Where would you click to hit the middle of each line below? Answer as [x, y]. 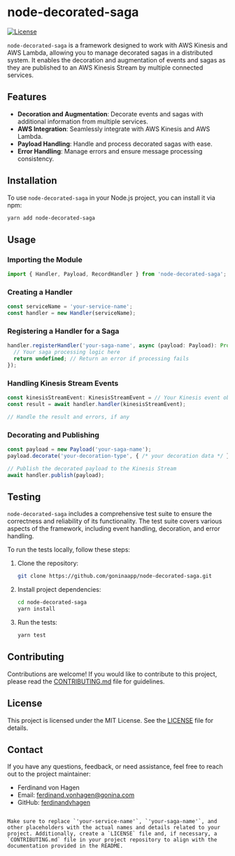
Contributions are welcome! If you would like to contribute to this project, [112, 674]
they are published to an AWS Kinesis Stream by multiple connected [105, 67]
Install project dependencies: [59, 590]
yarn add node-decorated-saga [51, 218]
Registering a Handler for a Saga [63, 331]
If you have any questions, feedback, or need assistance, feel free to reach [115, 767]
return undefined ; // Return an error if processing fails [101, 359]
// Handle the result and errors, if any [69, 417]
